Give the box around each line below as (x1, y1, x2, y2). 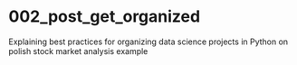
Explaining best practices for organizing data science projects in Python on (8, 36, 289, 47)
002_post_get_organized (8, 6, 201, 27)
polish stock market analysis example (8, 45, 148, 56)
